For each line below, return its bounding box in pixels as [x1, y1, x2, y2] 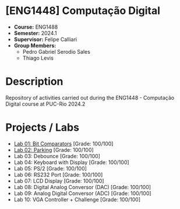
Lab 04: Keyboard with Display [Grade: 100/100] [13, 159, 129, 166]
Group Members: [13, 42, 57, 49]
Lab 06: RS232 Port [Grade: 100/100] [13, 171, 103, 178]
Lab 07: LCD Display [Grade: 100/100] [13, 177, 104, 184]
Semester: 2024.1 [13, 29, 57, 36]
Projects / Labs [5, 121, 80, 134]
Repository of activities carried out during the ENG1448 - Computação [5, 94, 175, 101]
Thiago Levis [22, 54, 54, 61]
